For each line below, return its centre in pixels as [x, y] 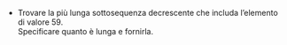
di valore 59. [40, 22]
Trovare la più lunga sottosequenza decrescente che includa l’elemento [148, 13]
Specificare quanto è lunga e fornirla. [85, 31]
